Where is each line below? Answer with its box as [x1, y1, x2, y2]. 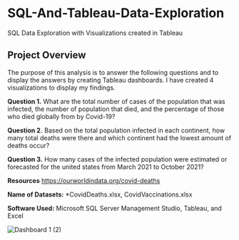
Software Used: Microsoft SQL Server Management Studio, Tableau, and [7, 204, 223, 212]
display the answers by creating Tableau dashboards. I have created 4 [7, 75, 214, 84]
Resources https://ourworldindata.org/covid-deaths [7, 176, 161, 184]
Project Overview [7, 49, 86, 61]
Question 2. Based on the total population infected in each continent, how [7, 126, 225, 135]
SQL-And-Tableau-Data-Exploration [7, 5, 225, 21]
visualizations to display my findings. [7, 83, 116, 92]
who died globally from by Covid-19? [7, 112, 116, 120]
